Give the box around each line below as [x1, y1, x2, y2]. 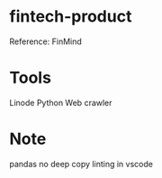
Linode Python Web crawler [9, 97, 112, 108]
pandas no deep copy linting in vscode [9, 158, 153, 169]
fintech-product [9, 6, 132, 27]
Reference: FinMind [9, 36, 83, 47]
